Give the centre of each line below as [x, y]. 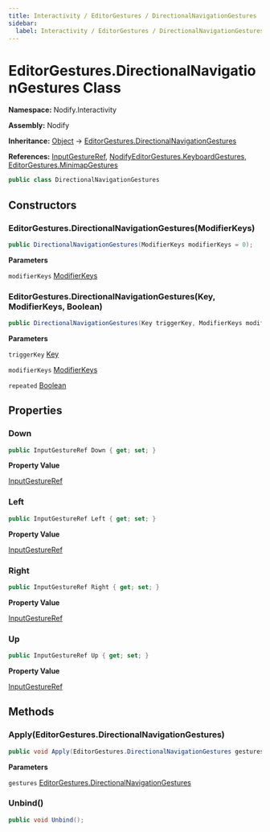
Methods [31, 712]
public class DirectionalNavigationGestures [84, 180]
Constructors [43, 205]
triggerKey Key [34, 354]
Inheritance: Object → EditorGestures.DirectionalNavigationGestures [123, 141]
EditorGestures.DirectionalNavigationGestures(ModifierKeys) [132, 228]
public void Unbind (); [46, 820]
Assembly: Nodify [39, 126]
